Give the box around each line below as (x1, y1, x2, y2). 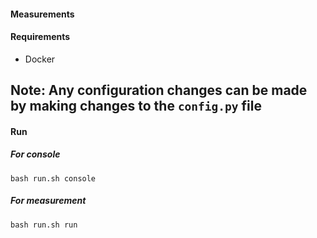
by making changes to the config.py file (10, 98, 262, 115)
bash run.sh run (10, 220, 78, 230)
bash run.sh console (10, 173, 97, 184)
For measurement (10, 195, 87, 207)
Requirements (10, 31, 71, 43)
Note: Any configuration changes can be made (10, 82, 308, 99)
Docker (24, 53, 56, 65)
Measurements (10, 8, 75, 20)
